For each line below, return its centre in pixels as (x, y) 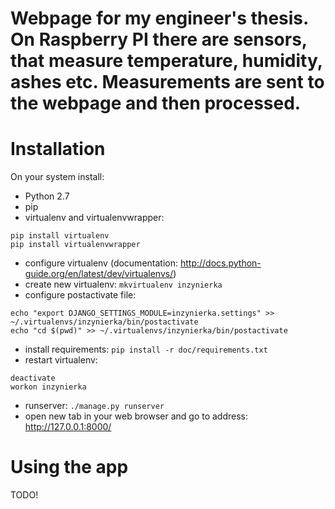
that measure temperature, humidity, (166, 61)
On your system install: (57, 177)
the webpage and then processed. (156, 103)
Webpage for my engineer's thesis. (159, 18)
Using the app (69, 467)
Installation (58, 149)
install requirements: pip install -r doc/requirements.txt (146, 349)
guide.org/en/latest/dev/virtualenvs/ (99, 274)
